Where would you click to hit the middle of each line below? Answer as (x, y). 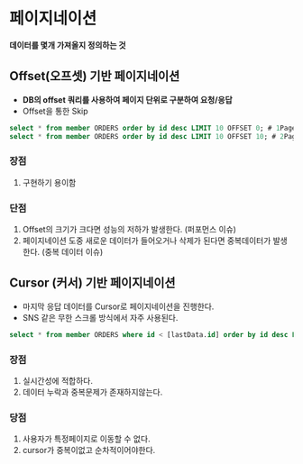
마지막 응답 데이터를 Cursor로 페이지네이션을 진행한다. (118, 306)
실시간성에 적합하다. (57, 381)
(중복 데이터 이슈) (73, 252)
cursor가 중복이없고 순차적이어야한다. (89, 450)
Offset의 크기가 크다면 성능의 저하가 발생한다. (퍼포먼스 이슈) (129, 230)
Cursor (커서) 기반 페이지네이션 (92, 283)
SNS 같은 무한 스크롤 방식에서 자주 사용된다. (100, 317)
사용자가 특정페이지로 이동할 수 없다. (86, 439)
